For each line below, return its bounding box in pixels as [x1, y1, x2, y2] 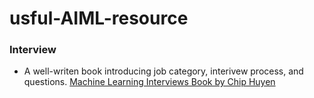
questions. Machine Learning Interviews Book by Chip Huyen [23, 76, 276, 88]
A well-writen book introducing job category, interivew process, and [23, 65, 304, 77]
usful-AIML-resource [9, 7, 189, 30]
